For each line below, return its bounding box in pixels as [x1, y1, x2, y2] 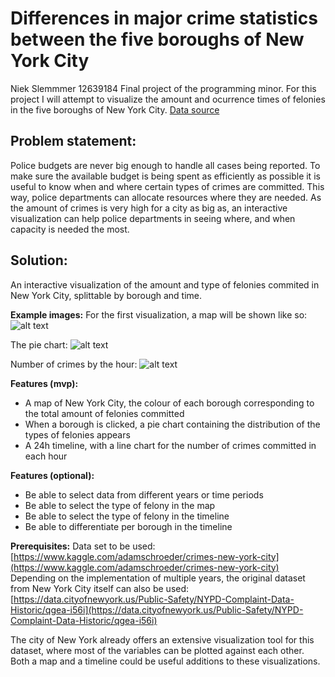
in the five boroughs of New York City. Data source [10, 103, 220, 116]
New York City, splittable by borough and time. [10, 289, 203, 301]
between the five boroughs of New [10, 28, 305, 51]
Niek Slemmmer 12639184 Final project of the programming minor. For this [10, 82, 317, 94]
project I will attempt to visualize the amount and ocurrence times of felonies [10, 93, 326, 105]
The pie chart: [10, 338, 68, 351]
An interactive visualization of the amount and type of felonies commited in [10, 278, 320, 291]
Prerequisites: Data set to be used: [10, 540, 156, 552]
